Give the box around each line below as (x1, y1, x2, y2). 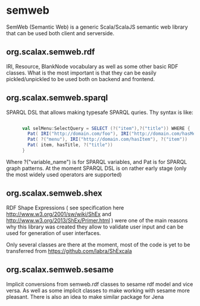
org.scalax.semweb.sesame (6, 265, 114, 275)
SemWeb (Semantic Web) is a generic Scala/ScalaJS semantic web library (6, 23, 189, 30)
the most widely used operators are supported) (6, 171, 122, 178)
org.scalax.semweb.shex (6, 188, 102, 199)
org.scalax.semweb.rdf (6, 47, 95, 57)
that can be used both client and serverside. (6, 29, 115, 36)
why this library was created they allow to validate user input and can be (6, 223, 184, 230)
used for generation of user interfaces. (6, 229, 101, 236)
